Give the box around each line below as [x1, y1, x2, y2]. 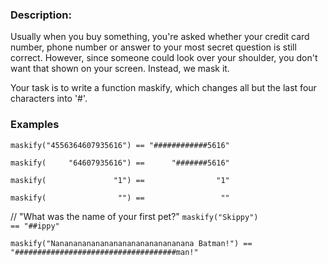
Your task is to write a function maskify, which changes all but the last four [10, 82, 317, 94]
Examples [10, 118, 60, 132]
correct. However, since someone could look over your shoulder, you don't [10, 52, 318, 64]
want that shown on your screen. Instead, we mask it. [10, 63, 230, 75]
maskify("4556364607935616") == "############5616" [10, 140, 230, 150]
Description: [10, 8, 72, 22]
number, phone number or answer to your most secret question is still [10, 41, 297, 53]
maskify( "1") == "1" [10, 175, 230, 185]
